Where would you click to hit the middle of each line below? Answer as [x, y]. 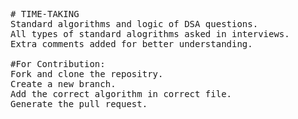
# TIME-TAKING [45, 14]
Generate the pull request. [79, 104]
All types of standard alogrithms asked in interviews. [150, 34]
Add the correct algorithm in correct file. [121, 94]
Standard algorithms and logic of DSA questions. [134, 24]
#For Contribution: [58, 64]
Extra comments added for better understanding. [131, 44]
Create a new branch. [63, 84]
